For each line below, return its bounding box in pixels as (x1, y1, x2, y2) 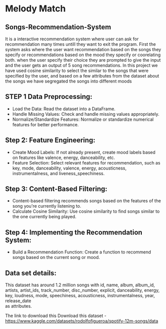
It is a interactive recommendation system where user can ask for (5, 36, 139, 42)
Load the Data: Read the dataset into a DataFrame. (12, 105, 115, 112)
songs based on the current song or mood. (12, 254, 100, 260)
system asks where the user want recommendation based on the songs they (5, 47, 162, 52)
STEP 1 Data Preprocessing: (5, 92, 93, 101)
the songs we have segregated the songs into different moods (5, 78, 132, 84)
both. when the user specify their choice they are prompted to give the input (5, 57, 161, 63)
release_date (5, 298, 31, 304)
